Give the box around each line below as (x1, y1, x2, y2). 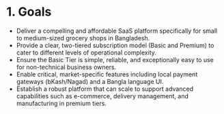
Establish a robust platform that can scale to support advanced (16, 85, 194, 93)
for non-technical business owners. (16, 63, 117, 71)
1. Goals (6, 4, 52, 20)
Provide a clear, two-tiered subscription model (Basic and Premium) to (16, 41, 214, 49)
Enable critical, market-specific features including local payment (16, 70, 198, 79)
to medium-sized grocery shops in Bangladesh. (16, 33, 150, 42)
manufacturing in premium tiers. (16, 99, 107, 107)
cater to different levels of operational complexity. (16, 48, 156, 57)
